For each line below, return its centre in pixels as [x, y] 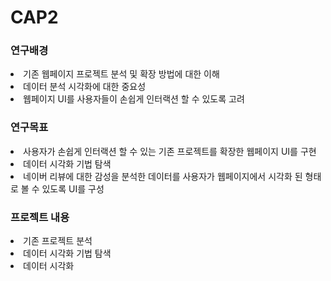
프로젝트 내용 [40, 217]
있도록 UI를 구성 [73, 188]
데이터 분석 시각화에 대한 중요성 [85, 87]
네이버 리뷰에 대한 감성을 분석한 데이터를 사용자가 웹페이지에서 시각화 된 [163, 176]
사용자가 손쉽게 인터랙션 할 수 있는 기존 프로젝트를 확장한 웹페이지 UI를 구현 [170, 151]
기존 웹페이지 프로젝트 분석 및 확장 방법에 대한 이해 [121, 74]
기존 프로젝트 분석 [58, 241]
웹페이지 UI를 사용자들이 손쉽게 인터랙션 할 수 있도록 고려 [134, 99]
